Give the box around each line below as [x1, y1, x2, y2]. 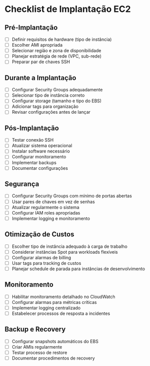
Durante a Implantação [4, 73, 76, 82]
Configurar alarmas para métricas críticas [11, 299, 97, 305]
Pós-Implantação [4, 124, 59, 132]
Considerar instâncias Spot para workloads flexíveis [11, 249, 118, 255]
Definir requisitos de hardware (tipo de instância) [11, 36, 112, 42]
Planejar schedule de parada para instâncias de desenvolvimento [11, 266, 146, 272]
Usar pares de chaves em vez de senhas [11, 199, 95, 205]
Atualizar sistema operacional [11, 143, 72, 148]
